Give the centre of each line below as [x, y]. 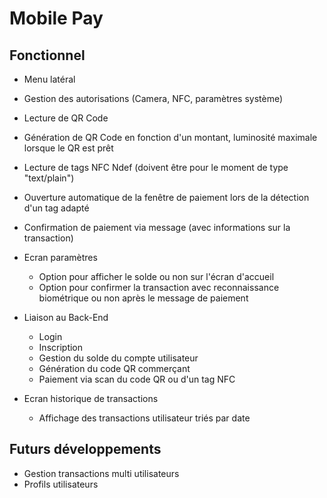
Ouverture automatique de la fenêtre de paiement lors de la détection [166, 197]
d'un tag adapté [56, 208]
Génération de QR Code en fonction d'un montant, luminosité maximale [170, 137]
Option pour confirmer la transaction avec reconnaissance [159, 287]
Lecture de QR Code [66, 118]
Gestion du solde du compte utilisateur [118, 358]
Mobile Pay [56, 18]
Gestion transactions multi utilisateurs [101, 473]
